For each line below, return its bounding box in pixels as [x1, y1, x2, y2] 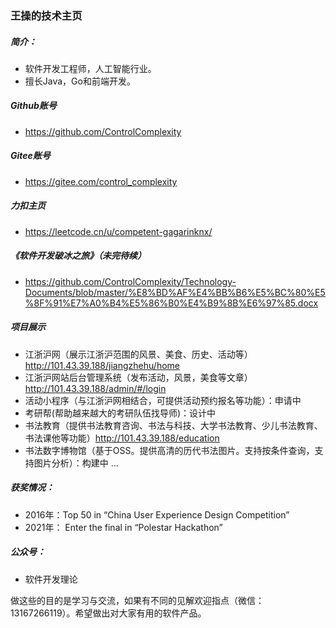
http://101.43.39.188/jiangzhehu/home [24, 359, 180, 371]
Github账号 [10, 100, 57, 112]
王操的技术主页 [10, 8, 83, 22]
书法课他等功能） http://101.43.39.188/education [24, 432, 220, 444]
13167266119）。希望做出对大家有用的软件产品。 [10, 607, 207, 619]
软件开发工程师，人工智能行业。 [24, 62, 157, 74]
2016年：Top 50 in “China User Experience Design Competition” [24, 508, 290, 521]
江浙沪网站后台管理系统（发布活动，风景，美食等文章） [24, 371, 253, 383]
